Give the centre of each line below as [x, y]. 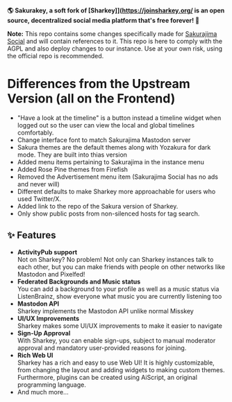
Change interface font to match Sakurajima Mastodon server [104, 140]
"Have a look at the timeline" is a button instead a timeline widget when [119, 118]
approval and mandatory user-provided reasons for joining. [102, 348]
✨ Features [32, 235]
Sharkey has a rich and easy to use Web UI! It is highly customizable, [116, 362]
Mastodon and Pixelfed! [51, 274]
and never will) [39, 184]
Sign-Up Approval [44, 333]
